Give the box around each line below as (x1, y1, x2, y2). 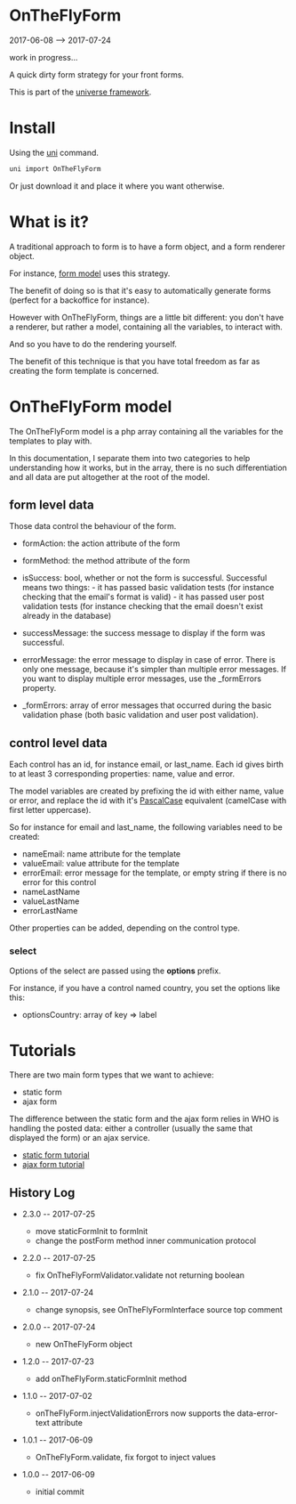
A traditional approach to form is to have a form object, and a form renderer (9, 241, 286, 252)
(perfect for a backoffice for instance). (9, 295, 149, 305)
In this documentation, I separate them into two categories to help (9, 452, 251, 463)
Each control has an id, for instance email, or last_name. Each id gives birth (9, 759, 284, 770)
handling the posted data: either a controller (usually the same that (9, 1123, 253, 1134)
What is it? (9, 211, 90, 232)
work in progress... (9, 52, 78, 62)
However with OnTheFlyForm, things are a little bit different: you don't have (9, 312, 284, 322)
